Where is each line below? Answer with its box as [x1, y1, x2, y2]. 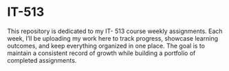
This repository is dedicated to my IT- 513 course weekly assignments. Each [7, 27, 223, 35]
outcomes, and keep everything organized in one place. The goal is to [7, 41, 205, 50]
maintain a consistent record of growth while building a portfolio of [7, 49, 196, 57]
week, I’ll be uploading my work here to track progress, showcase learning [7, 34, 219, 42]
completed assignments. [7, 56, 77, 64]
